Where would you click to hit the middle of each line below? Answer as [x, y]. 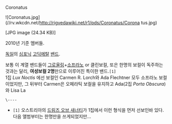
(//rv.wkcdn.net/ [22, 23]
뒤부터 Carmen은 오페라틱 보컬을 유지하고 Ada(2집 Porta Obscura [97, 84]
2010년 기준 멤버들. [25, 43]
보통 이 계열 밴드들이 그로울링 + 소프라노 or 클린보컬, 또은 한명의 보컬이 [75, 65]
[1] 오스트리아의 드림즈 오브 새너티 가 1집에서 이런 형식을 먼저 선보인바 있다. [88, 110]
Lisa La [18, 90]
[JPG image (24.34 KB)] [31, 32]
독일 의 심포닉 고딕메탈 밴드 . [33, 54]
